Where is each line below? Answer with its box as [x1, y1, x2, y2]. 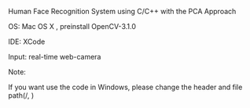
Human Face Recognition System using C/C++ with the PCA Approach [8, 7, 237, 16]
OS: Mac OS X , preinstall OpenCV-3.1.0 [8, 22, 136, 31]
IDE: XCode [8, 37, 46, 46]
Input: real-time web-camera [8, 52, 101, 61]
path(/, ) [8, 91, 35, 100]
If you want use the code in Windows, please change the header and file [8, 82, 243, 92]
